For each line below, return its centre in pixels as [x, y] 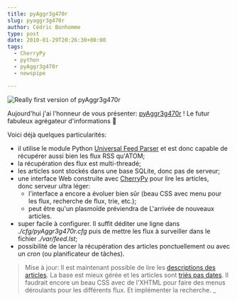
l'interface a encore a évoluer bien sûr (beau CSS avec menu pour [125, 193]
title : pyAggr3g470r [38, 14]
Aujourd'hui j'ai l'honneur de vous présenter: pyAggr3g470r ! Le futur [109, 113]
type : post [23, 34]
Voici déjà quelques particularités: [57, 135]
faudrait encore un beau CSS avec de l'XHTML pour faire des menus [125, 282]
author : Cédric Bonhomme [44, 27]
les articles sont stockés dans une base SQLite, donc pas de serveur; [119, 171]
